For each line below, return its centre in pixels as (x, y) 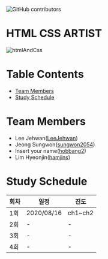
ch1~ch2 (81, 213)
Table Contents (45, 74)
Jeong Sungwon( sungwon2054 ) (55, 144)
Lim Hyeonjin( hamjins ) (43, 157)
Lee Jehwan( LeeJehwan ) (46, 138)
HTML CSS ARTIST (54, 34)
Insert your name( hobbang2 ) (50, 150)
